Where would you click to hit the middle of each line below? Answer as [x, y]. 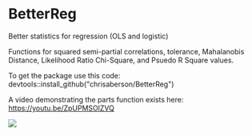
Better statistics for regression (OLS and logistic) [88, 36]
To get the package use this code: [64, 75]
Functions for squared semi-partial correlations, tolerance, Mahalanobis [126, 51]
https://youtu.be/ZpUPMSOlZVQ [61, 108]
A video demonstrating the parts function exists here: [96, 99]
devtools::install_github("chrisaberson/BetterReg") [91, 84]
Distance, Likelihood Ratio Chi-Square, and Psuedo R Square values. [121, 60]
